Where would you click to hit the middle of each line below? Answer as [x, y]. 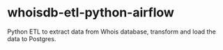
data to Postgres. [32, 38]
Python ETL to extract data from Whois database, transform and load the [111, 32]
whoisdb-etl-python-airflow [91, 13]
